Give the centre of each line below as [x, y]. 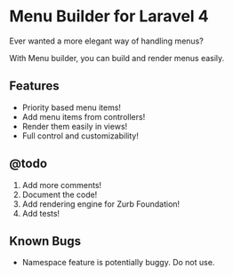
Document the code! [60, 194]
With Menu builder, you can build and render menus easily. [117, 58]
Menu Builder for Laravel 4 [109, 16]
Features [34, 86]
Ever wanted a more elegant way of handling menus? [107, 41]
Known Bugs [45, 241]
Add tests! [41, 213]
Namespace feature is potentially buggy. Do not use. [118, 263]
